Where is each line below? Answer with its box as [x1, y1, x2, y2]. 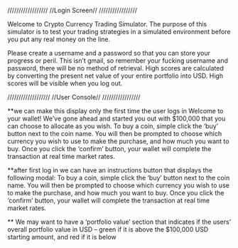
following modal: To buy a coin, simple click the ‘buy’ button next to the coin [7, 174, 230, 182]
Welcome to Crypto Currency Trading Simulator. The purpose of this [7, 20, 207, 28]
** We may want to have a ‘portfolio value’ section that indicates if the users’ [7, 217, 232, 226]
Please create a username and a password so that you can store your [7, 49, 211, 57]
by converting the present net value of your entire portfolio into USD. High [7, 71, 224, 80]
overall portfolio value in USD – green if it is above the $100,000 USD [7, 225, 209, 234]
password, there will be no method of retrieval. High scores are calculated [7, 64, 224, 72]
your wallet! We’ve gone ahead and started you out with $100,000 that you [7, 114, 226, 123]
